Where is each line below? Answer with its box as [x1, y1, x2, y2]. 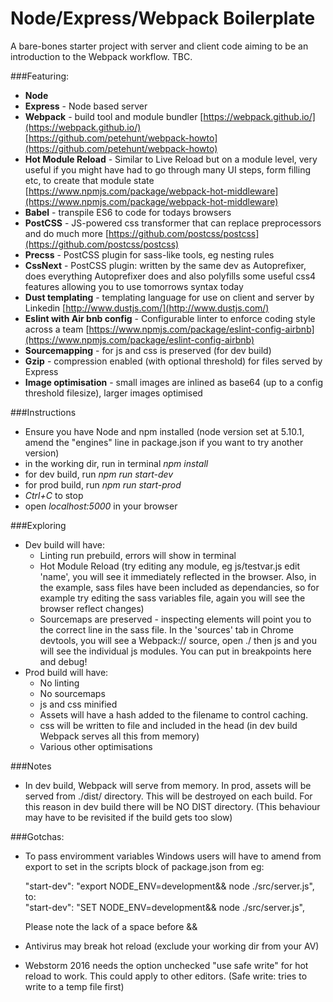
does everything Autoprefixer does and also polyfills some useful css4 [24, 270, 317, 282]
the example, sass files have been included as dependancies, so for [39, 581, 320, 593]
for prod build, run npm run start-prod [24, 478, 182, 491]
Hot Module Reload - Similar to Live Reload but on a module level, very [24, 153, 318, 165]
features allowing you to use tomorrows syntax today [24, 280, 244, 292]
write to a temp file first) [24, 980, 125, 992]
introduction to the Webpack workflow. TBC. [10, 50, 193, 62]
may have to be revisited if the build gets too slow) [24, 811, 233, 823]
